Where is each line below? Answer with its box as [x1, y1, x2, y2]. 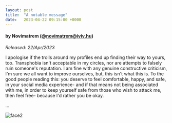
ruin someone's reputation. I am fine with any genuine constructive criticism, [5, 65, 167, 71]
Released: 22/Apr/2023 [5, 44, 55, 50]
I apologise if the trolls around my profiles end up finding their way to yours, [5, 54, 166, 60]
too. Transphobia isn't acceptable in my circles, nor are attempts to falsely [5, 59, 162, 66]
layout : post [5, 7, 33, 13]
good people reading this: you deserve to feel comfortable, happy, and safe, [5, 76, 166, 82]
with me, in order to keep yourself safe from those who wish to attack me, [5, 87, 162, 93]
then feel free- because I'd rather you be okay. [5, 92, 104, 98]
